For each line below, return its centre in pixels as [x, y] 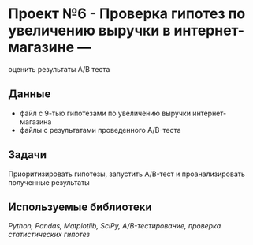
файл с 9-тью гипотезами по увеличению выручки [105, 113]
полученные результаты [49, 182]
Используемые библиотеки [80, 207]
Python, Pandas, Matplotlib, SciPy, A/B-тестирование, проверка [115, 226]
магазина [35, 121]
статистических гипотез [49, 235]
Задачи [28, 155]
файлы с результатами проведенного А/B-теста [100, 130]
